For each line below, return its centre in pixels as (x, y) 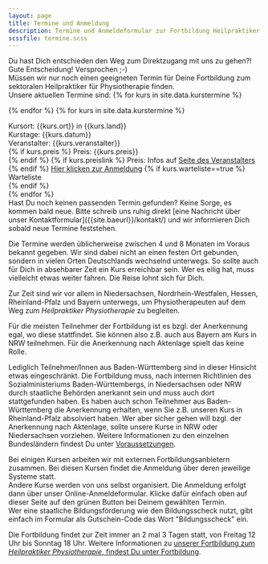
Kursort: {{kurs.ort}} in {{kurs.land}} (67, 126)
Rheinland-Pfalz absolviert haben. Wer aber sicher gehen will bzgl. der (125, 419)
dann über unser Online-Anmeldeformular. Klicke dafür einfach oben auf (128, 493)
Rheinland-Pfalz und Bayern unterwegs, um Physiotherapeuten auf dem (127, 302)
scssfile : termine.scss (48, 38)
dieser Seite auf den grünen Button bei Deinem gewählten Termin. (118, 502)
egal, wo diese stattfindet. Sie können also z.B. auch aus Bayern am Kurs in (132, 335)
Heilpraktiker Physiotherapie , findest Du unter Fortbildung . (105, 552)
